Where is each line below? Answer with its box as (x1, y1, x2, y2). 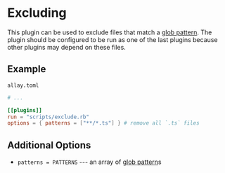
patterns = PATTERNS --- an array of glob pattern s (17, 158, 162, 166)
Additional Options (7, 139, 91, 151)
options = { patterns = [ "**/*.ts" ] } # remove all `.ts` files (7, 120, 200, 127)
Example (7, 63, 46, 75)
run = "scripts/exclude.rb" (7, 113, 90, 120)
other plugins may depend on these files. (7, 43, 127, 51)
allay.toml (7, 82, 39, 89)
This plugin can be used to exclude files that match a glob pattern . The (7, 28, 212, 36)
